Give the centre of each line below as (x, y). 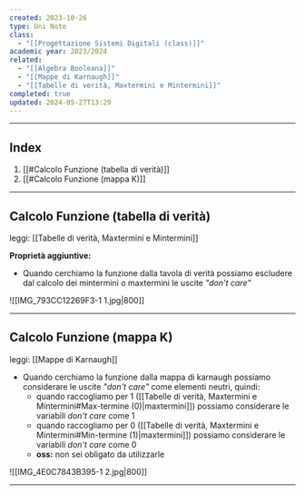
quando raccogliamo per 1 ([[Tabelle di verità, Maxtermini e (147, 396)
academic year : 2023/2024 (58, 52)
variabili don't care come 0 (86, 444)
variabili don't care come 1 (85, 415)
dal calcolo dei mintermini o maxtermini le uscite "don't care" (137, 283)
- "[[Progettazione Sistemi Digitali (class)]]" (111, 43)
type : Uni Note (38, 26)
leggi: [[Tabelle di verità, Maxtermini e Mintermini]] (104, 238)
